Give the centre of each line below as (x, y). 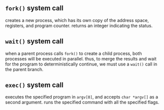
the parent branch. (24, 69)
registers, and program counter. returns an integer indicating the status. (79, 25)
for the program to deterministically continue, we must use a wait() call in (81, 64)
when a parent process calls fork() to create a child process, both (73, 53)
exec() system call (34, 85)
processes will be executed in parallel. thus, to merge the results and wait (81, 58)
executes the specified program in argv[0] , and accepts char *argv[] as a (82, 97)
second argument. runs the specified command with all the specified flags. (82, 102)
